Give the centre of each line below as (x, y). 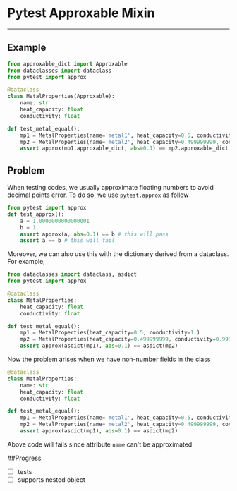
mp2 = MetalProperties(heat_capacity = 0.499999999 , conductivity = (118, 339)
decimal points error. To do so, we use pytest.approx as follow (98, 195)
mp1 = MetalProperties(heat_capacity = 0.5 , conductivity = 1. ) (110, 333)
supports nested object (51, 480)
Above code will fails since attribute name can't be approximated (100, 444)
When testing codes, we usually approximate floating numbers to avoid (110, 188)
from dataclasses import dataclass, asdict (72, 274)
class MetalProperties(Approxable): (61, 97)
